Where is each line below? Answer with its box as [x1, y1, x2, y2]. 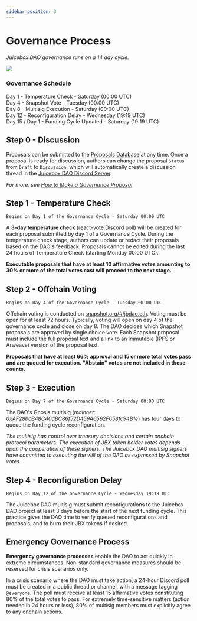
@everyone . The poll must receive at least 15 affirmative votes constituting [6, 589, 184, 596]
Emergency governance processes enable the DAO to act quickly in [6, 552, 173, 560]
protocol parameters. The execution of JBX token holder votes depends [6, 439, 181, 446]
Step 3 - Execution [6, 382, 75, 393]
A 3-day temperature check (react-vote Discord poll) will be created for [6, 224, 182, 231]
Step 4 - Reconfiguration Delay [6, 475, 122, 485]
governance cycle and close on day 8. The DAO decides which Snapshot [6, 323, 183, 330]
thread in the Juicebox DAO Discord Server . [6, 170, 112, 177]
